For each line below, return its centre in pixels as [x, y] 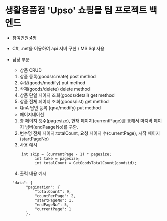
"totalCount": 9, [53, 191]
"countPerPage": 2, [55, 196]
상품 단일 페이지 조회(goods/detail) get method [67, 95]
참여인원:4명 [24, 38]
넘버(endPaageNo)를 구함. [52, 127]
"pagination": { [43, 187]
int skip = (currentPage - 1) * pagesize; [67, 154]
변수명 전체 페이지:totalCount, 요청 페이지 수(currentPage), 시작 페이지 [90, 133]
